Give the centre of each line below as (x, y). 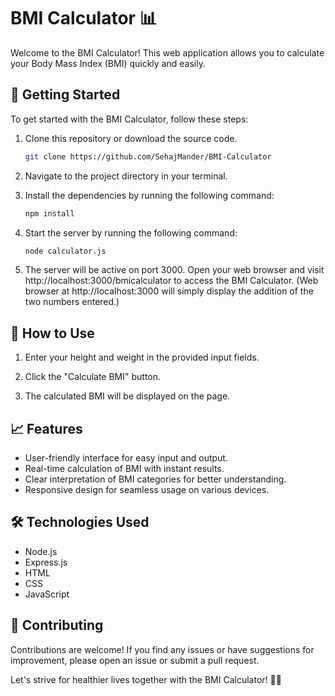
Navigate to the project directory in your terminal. (126, 176)
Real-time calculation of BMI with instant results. (124, 468)
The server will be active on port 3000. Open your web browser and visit (174, 270)
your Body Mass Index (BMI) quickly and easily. (108, 63)
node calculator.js (65, 251)
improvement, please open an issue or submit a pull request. (135, 660)
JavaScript (47, 594)
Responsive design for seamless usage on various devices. (147, 489)
